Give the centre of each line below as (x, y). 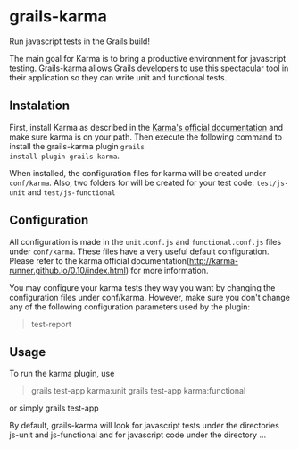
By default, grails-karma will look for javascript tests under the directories (144, 426)
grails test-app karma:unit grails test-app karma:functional (138, 391)
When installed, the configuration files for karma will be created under (138, 173)
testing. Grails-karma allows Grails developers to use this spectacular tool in (149, 68)
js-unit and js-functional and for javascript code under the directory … (138, 435)
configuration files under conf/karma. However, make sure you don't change (149, 297)
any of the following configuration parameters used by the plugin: (129, 307)
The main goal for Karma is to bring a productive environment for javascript (148, 58)
